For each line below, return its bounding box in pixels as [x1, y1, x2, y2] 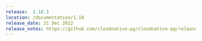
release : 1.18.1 [5, 8, 49, 15]
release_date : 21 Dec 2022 [5, 20, 74, 26]
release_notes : [5, 25, 44, 32]
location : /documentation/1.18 [5, 14, 84, 20]
